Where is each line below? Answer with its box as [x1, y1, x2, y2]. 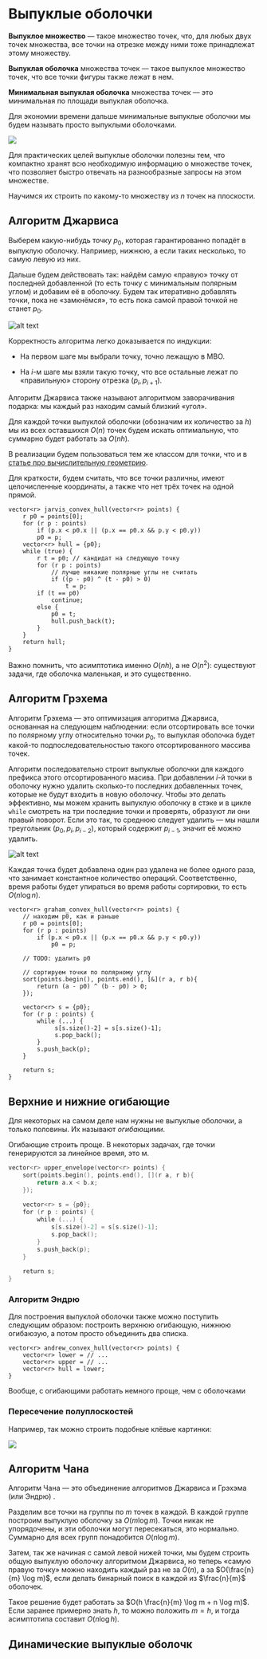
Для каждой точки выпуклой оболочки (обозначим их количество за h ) [8, 417, 253, 427]
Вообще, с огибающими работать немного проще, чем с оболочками [8, 1386, 245, 1396]
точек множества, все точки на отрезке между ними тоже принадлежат [8, 39, 255, 49]
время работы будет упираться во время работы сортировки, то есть [8, 882, 247, 891]
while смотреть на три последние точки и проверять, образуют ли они [8, 807, 250, 816]
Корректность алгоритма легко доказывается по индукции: [8, 336, 212, 346]
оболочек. [8, 1582, 44, 1591]
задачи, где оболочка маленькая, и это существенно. [8, 669, 191, 678]
